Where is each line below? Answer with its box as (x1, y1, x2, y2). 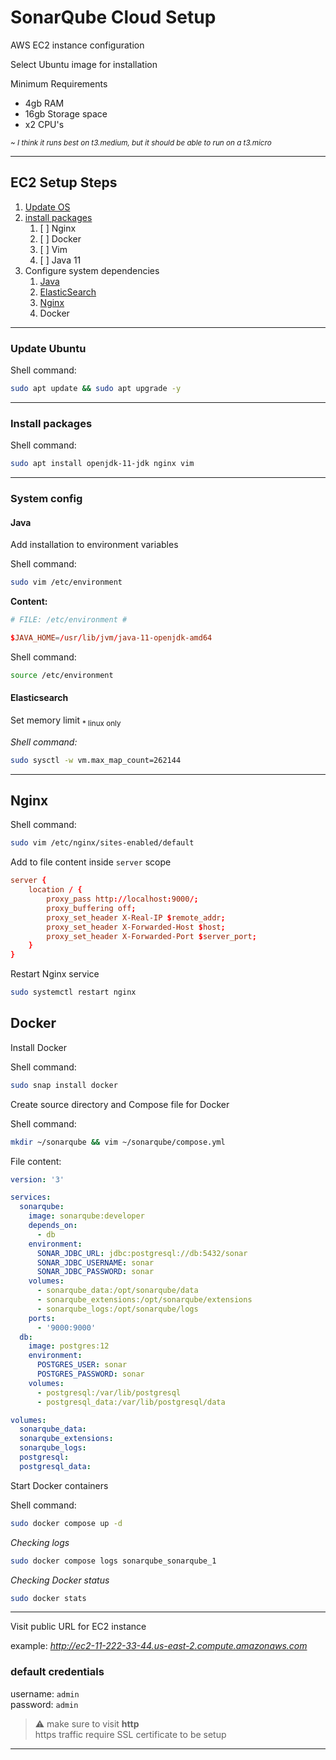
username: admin (10, 1687, 80, 1700)
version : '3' (10, 1174, 65, 1185)
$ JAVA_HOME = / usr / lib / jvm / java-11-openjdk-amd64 (10, 632, 213, 643)
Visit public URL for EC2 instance (10, 1621, 147, 1633)
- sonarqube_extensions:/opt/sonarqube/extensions (36, 1295, 253, 1305)
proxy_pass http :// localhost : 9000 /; (46, 894, 199, 905)
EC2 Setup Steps (10, 174, 118, 191)
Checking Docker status (10, 1574, 110, 1586)
